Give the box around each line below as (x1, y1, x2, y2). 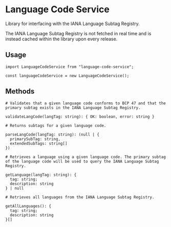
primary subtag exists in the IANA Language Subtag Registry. (5, 105, 141, 110)
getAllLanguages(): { (5, 203, 52, 209)
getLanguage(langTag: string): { (5, 172, 77, 177)
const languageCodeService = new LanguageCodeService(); (5, 73, 130, 78)
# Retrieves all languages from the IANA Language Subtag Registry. (5, 194, 155, 200)
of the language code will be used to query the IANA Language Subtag (5, 158, 159, 164)
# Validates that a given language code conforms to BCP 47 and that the (5, 101, 166, 106)
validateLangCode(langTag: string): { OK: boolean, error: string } (5, 114, 155, 119)
